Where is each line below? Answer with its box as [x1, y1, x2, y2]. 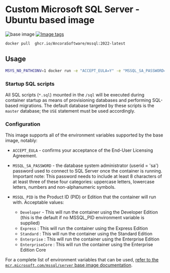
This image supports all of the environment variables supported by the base [5, 132, 163, 138]
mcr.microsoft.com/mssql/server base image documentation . [5, 262, 133, 268]
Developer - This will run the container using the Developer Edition [20, 209, 158, 215]
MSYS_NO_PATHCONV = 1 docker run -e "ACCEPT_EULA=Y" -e [5, 68, 121, 73]
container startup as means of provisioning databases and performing [5, 97, 151, 103]
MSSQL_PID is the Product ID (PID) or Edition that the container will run [12, 194, 156, 200]
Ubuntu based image [5, 14, 95, 26]
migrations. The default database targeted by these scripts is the [19, 103, 154, 109]
